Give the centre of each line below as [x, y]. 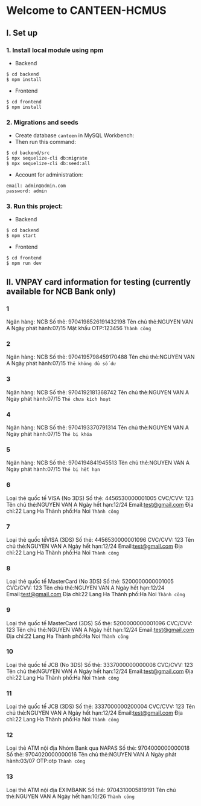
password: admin [27, 191]
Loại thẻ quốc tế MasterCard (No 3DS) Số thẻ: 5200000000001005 [90, 582]
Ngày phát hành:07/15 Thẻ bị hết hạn [53, 469]
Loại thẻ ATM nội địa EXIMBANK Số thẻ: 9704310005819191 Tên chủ [91, 790]
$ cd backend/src [28, 153]
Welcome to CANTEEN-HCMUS [87, 11]
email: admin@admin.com [36, 186]
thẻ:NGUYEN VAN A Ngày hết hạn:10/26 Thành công [70, 796]
